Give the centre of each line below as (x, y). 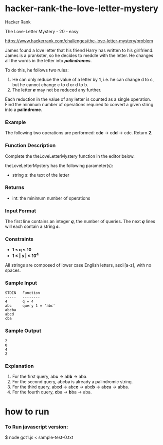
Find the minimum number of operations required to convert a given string (79, 104)
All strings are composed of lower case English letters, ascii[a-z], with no (78, 265)
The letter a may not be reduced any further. (57, 90)
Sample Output (23, 331)
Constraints (19, 239)
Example (16, 122)
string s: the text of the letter (41, 175)
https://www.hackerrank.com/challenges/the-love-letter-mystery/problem (79, 41)
